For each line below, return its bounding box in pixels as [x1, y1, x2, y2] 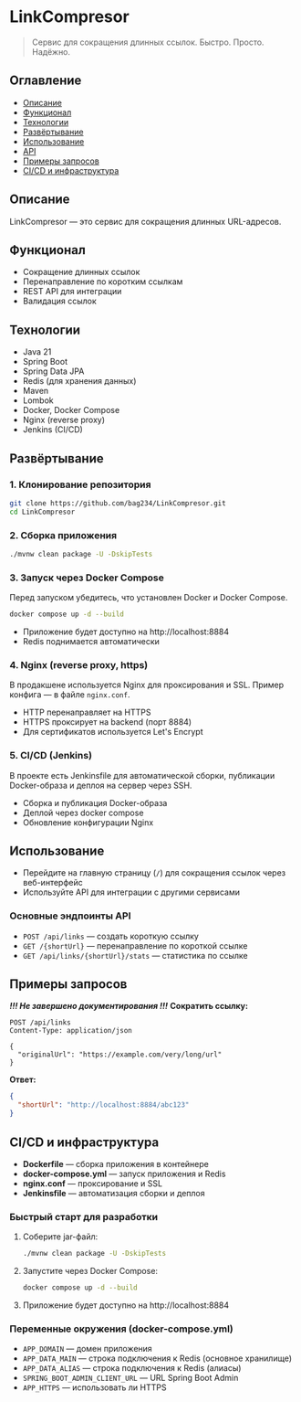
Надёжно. [31, 46, 71, 57]
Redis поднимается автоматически [22, 635, 160, 646]
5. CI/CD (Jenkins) [9, 749, 93, 762]
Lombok [22, 395, 55, 406]
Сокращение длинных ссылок [22, 267, 140, 278]
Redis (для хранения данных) [22, 376, 137, 387]
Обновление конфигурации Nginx [22, 816, 154, 828]
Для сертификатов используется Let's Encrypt [22, 727, 203, 738]
